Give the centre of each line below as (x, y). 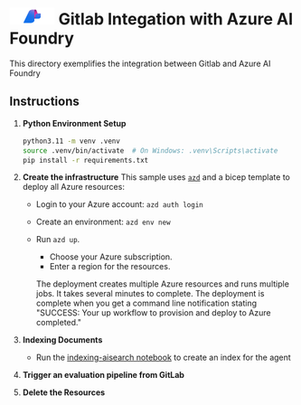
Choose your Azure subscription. (111, 257)
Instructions (44, 102)
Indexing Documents (62, 340)
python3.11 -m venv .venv (71, 141)
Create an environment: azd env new (103, 222)
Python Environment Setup (74, 123)
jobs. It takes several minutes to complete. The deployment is (150, 294)
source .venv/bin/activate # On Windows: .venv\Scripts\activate (150, 151)
